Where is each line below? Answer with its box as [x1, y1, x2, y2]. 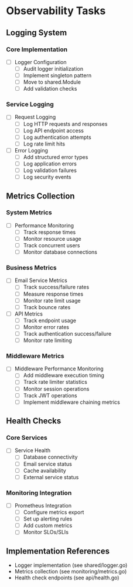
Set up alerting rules [23, 515, 73, 522]
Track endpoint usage [23, 317, 77, 324]
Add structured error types [23, 153, 88, 160]
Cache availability [23, 467, 66, 474]
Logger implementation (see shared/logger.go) [14, 562, 128, 569]
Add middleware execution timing [23, 372, 104, 379]
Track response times [23, 228, 76, 236]
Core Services [6, 434, 48, 442]
